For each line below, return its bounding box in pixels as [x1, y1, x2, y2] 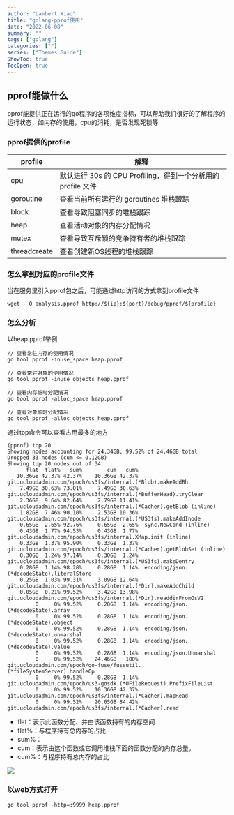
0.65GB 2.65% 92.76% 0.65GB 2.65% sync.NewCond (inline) [19, 521, 210, 529]
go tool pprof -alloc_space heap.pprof [7, 396, 123, 403]
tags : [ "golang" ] [7, 36, 58, 43]
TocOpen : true [7, 62, 49, 69]
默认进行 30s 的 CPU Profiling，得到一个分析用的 [59, 170, 220, 180]
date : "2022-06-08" [7, 23, 64, 30]
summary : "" [7, 29, 42, 37]
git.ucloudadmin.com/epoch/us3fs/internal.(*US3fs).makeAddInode [7, 516, 201, 523]
